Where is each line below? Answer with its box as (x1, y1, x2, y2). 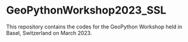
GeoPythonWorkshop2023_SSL (6, 4, 167, 17)
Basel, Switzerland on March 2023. (6, 29, 92, 36)
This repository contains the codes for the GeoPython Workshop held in (6, 23, 183, 30)
